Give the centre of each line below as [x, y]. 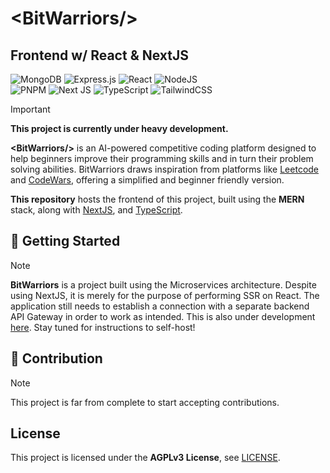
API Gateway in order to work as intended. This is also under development [163, 316]
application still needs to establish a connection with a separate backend [160, 306]
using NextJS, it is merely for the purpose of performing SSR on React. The [165, 295]
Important [30, 109]
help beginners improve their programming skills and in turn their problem [162, 158]
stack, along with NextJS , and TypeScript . [96, 210]
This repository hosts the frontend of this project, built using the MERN [157, 199]
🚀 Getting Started [65, 241]
